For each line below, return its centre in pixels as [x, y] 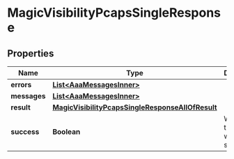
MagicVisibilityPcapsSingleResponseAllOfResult [134, 107]
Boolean [66, 132]
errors [21, 85]
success [25, 132]
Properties [31, 53]
